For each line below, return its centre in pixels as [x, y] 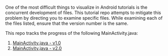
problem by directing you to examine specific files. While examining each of [84, 18]
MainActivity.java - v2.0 [37, 48]
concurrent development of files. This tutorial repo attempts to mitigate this [83, 13]
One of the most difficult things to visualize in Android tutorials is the [76, 7]
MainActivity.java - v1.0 [37, 43]
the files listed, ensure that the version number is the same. [67, 23]
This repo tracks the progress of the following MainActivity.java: [72, 33]
